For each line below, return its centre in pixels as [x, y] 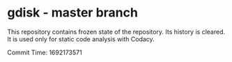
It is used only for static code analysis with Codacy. [81, 39]
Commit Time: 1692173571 [45, 52]
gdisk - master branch [72, 13]
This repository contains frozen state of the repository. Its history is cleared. [116, 32]
